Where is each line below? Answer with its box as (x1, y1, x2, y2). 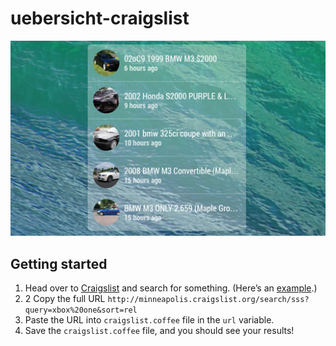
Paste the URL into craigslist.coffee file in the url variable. (24, 314, 275, 326)
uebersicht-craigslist (10, 7, 190, 30)
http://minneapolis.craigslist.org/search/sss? (107, 295, 310, 305)
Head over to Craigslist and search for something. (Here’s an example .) (24, 282, 318, 294)
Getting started (10, 255, 108, 272)
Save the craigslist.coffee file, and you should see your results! (24, 325, 295, 337)
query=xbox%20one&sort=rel (24, 305, 138, 316)
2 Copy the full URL (24, 293, 106, 305)
